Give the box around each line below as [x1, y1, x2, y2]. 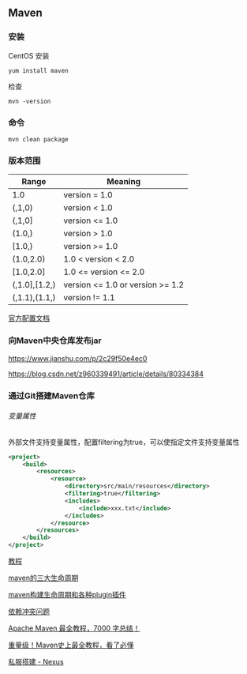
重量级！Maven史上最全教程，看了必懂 [8, 640, 134, 650]
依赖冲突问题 [8, 607, 50, 616]
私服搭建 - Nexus [8, 657, 65, 667]
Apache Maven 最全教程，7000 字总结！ [8, 623, 140, 633]
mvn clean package [8, 135, 69, 143]
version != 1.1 [62, 292, 115, 303]
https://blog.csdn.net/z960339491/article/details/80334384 [8, 369, 204, 378]
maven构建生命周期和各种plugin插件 [8, 590, 126, 600]
